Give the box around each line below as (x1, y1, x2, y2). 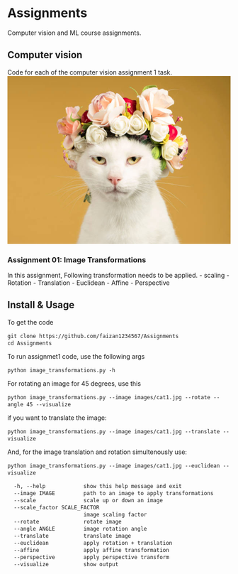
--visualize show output (13, 561, 119, 568)
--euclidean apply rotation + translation (13, 539, 173, 546)
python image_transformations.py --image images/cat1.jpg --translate (7, 428, 220, 435)
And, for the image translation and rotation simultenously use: (7, 448, 188, 456)
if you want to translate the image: (7, 413, 108, 422)
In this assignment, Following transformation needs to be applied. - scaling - (7, 271, 230, 280)
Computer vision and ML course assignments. (7, 28, 142, 37)
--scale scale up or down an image (13, 497, 163, 504)
